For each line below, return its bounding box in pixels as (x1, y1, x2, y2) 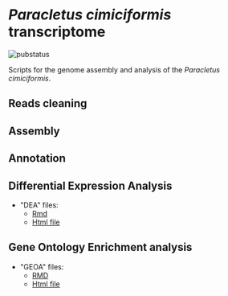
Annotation (8, 151, 67, 166)
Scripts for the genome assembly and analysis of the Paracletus (8, 64, 221, 74)
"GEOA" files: (19, 261, 64, 271)
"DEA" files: (19, 199, 59, 210)
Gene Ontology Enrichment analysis (8, 240, 193, 254)
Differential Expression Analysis (8, 179, 173, 192)
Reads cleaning (8, 97, 88, 110)
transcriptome (8, 23, 106, 41)
